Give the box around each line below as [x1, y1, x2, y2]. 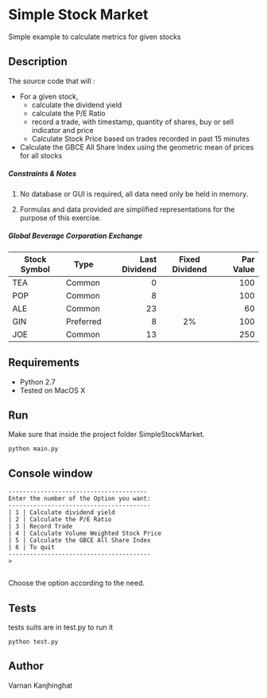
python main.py [8, 445, 59, 453]
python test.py [8, 638, 59, 645]
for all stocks [19, 150, 63, 160]
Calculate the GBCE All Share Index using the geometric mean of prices [19, 142, 254, 152]
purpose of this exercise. [19, 213, 102, 222]
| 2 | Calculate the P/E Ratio [8, 516, 112, 524]
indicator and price [31, 125, 94, 135]
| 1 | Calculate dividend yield [8, 509, 115, 517]
